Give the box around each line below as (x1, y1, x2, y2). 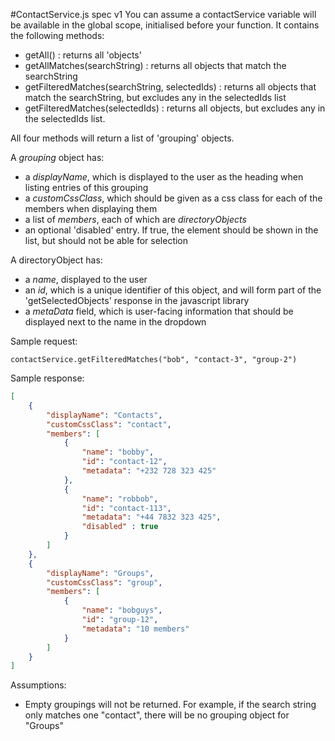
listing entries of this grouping (24, 182, 149, 193)
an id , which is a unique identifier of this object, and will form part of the (24, 284, 322, 296)
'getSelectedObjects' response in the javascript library (24, 295, 250, 306)
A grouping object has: (10, 152, 105, 163)
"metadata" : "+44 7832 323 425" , (81, 512, 222, 523)
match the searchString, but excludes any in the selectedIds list (24, 92, 287, 103)
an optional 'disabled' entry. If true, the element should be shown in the (24, 224, 319, 236)
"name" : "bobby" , (81, 447, 155, 458)
